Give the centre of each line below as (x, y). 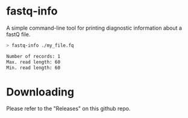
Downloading (40, 92)
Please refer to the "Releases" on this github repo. (68, 109)
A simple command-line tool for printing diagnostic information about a (94, 28)
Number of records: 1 (33, 56)
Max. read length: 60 (33, 62)
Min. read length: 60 (33, 68)
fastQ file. (18, 34)
